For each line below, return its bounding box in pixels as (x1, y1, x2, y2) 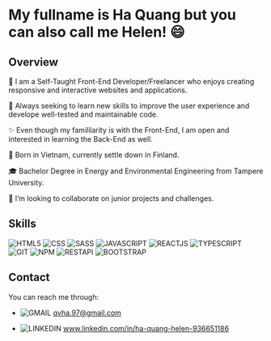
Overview (8, 55, 59, 69)
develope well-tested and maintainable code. (8, 109, 159, 119)
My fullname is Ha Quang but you (8, 6, 236, 24)
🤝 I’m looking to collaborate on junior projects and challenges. (8, 194, 214, 203)
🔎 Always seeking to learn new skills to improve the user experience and (8, 101, 250, 110)
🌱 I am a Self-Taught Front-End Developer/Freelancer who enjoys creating (8, 77, 255, 86)
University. (8, 178, 44, 187)
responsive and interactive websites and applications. (8, 85, 188, 95)
